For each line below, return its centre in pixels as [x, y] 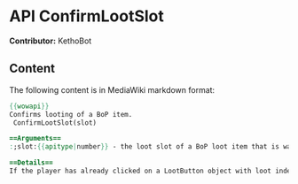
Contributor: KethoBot [51, 41]
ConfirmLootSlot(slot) [55, 123]
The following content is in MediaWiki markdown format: [112, 89]
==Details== [31, 163]
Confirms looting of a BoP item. [71, 114]
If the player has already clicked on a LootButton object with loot [141, 171]
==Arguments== [35, 139]
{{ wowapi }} [29, 106]
